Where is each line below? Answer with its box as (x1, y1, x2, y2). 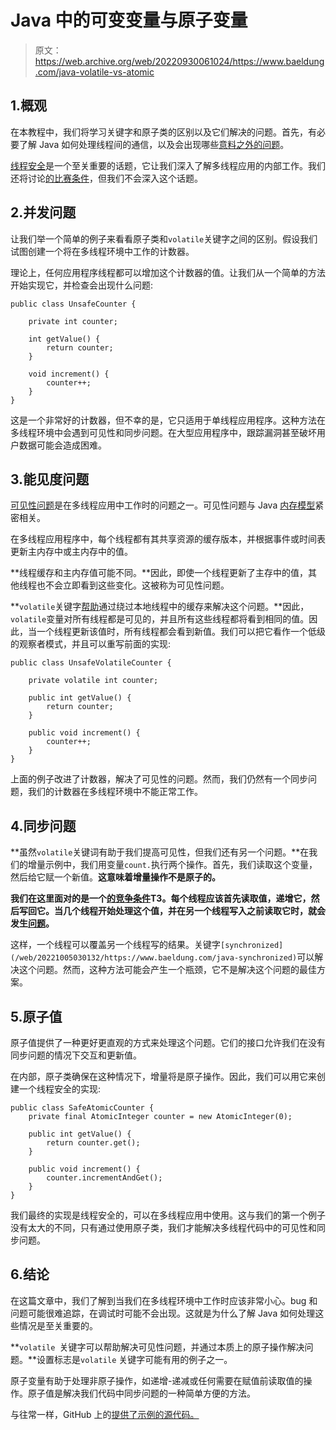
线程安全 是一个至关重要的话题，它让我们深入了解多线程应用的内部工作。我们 (10, 159, 326, 171)
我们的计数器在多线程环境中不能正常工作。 (27, 786, 203, 798)
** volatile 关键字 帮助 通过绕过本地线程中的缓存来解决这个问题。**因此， (10, 601, 310, 613)
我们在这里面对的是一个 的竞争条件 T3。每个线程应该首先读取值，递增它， (10, 892, 312, 905)
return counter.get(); (46, 1138, 141, 1148)
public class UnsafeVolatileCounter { (10, 658, 172, 668)
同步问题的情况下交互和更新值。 (10, 1049, 142, 1061)
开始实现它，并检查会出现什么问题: (10, 279, 154, 291)
